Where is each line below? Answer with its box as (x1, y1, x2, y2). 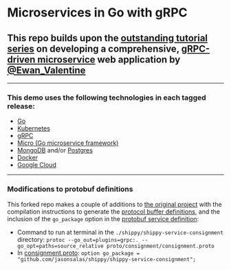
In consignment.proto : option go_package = (16, 249, 140, 257)
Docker (16, 153, 38, 162)
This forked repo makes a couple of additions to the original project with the (7, 200, 222, 208)
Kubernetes (16, 124, 50, 133)
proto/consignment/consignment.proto (106, 243, 214, 249)
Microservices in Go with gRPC (7, 5, 188, 21)
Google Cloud (16, 161, 56, 169)
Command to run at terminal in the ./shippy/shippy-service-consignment (16, 228, 223, 236)
